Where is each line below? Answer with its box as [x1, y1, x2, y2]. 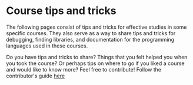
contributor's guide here [6, 72, 65, 79]
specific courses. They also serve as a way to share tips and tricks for [6, 29, 176, 36]
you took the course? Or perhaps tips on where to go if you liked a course [6, 60, 185, 67]
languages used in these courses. [6, 42, 88, 49]
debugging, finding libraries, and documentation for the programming [6, 36, 175, 43]
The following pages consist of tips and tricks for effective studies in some [6, 23, 187, 30]
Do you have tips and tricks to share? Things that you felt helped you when [6, 53, 188, 60]
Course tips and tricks [6, 4, 117, 18]
